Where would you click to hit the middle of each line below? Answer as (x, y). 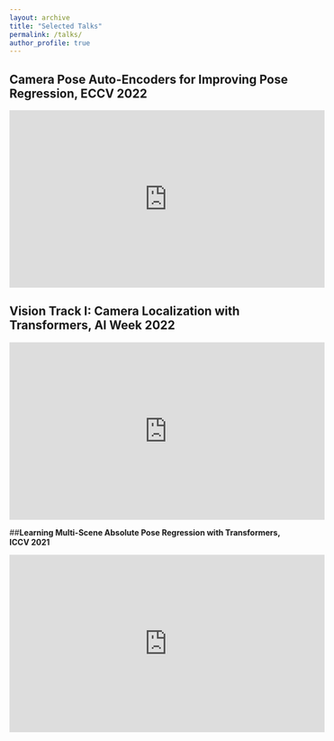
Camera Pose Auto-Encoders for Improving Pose (149, 79)
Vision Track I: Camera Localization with (125, 311)
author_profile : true (50, 43)
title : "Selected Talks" (56, 26)
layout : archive (40, 18)
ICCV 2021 (30, 542)
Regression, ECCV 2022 (78, 93)
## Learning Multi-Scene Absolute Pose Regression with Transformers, (145, 532)
